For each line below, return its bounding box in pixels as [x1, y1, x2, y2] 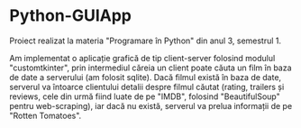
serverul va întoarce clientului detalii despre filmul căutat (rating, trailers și [9, 81, 285, 92]
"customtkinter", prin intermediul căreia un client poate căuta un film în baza [9, 62, 292, 73]
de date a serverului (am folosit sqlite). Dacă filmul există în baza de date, [9, 71, 282, 82]
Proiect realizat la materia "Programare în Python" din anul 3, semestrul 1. [9, 35, 282, 46]
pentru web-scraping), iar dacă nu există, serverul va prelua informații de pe [9, 100, 293, 111]
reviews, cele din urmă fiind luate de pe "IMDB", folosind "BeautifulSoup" [9, 91, 281, 102]
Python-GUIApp [9, 5, 132, 26]
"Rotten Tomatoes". [9, 110, 82, 121]
